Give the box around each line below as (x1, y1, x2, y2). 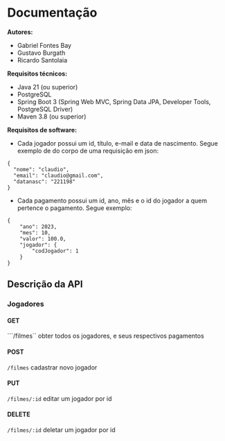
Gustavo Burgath (17, 49, 66, 57)
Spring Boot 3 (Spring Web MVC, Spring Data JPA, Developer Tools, (17, 97, 211, 105)
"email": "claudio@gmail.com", (13, 172, 104, 179)
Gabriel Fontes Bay (17, 41, 71, 49)
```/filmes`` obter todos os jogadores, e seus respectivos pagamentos (7, 331, 204, 340)
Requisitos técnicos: (7, 69, 68, 78)
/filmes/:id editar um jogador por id (7, 394, 112, 403)
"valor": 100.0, (19, 235, 67, 242)
